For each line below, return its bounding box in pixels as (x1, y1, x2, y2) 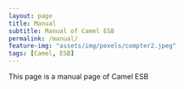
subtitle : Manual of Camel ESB (8, 27, 115, 35)
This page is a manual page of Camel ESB (8, 72, 149, 81)
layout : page (8, 11, 53, 20)
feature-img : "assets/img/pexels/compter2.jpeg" (8, 42, 177, 50)
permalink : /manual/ (8, 34, 79, 43)
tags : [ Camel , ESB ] (8, 49, 75, 57)
